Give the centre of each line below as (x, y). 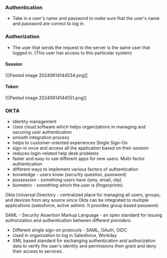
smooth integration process (41, 137)
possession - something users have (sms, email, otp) (67, 180)
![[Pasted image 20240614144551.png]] (46, 98)
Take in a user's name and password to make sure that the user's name (86, 18)
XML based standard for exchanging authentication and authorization (84, 241)
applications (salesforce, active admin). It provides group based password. (82, 206)
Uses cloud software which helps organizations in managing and (79, 127)
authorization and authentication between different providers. (68, 221)
